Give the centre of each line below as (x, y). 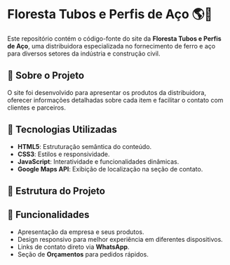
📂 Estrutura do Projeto (56, 191)
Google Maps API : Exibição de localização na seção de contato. (110, 169)
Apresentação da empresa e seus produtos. (81, 232)
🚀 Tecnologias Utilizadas (62, 130)
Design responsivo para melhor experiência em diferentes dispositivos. (120, 239)
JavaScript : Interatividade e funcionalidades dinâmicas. (98, 161)
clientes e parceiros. (37, 108)
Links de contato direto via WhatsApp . (73, 247)
